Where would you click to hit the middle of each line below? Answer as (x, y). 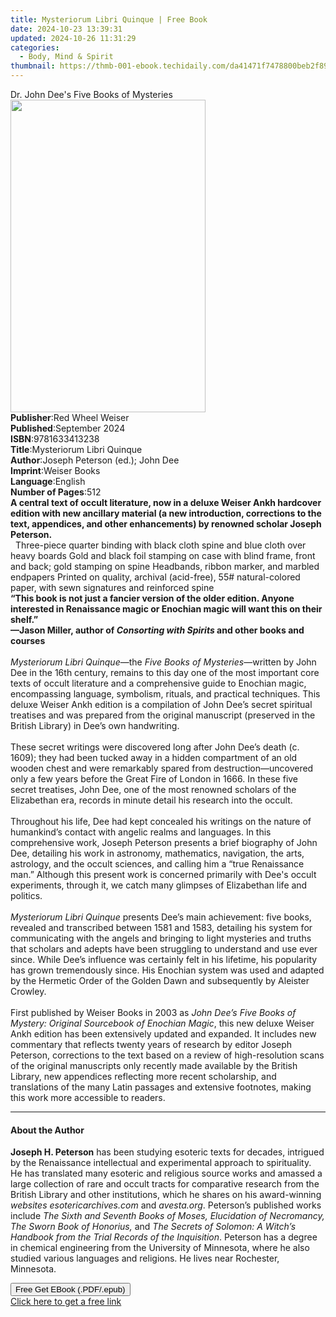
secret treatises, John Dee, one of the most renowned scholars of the (153, 789)
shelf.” (24, 619)
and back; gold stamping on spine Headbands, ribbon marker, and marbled (165, 566)
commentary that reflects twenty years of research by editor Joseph (151, 1044)
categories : (35, 47)
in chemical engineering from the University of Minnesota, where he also (160, 1248)
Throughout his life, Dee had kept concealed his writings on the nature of (161, 821)
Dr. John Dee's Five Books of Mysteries (91, 94)
